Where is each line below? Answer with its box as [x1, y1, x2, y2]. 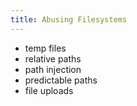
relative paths [24, 52, 82, 65]
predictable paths [24, 74, 98, 86]
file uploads [24, 84, 74, 96]
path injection [24, 63, 82, 75]
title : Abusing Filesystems [10, 14, 128, 25]
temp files [24, 42, 67, 54]
